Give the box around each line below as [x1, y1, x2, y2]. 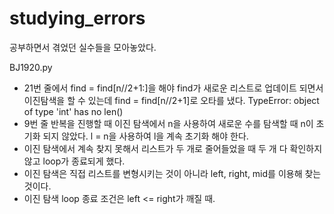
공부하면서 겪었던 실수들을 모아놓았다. [9, 41, 157, 53]
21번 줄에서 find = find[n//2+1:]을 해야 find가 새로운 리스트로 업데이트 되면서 [23, 82, 324, 94]
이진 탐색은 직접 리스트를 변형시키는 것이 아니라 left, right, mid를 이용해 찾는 [23, 167, 322, 179]
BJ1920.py [9, 61, 53, 73]
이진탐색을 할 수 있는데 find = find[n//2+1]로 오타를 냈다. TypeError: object [23, 94, 320, 106]
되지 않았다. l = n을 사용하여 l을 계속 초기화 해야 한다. [42, 130, 249, 142]
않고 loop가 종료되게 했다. [23, 155, 126, 167]
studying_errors [9, 7, 146, 30]
